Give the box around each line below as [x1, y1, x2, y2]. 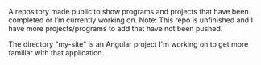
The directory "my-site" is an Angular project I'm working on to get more [8, 39, 249, 49]
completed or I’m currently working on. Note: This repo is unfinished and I [8, 15, 254, 25]
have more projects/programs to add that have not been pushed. [8, 24, 223, 33]
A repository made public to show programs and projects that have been [8, 7, 249, 16]
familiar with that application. [8, 48, 105, 57]
